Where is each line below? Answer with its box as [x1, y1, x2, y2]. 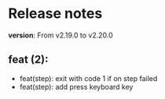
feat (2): [8, 53, 49, 66]
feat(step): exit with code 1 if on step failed [19, 73, 158, 83]
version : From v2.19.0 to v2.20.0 [8, 30, 114, 40]
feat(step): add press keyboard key [19, 82, 134, 91]
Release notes [8, 5, 103, 23]
